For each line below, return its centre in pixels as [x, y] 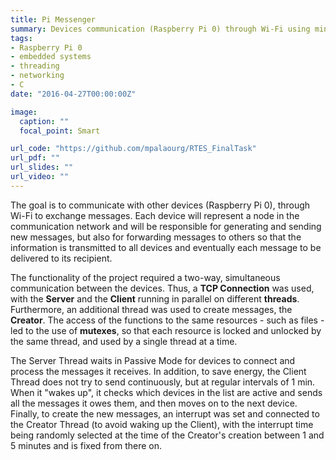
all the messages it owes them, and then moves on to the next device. [154, 403]
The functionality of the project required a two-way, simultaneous [145, 277]
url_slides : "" [42, 167]
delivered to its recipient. [61, 258]
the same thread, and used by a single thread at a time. [124, 341]
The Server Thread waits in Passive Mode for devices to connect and [153, 360]
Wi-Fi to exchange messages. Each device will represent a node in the [155, 215]
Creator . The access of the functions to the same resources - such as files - [167, 320]
